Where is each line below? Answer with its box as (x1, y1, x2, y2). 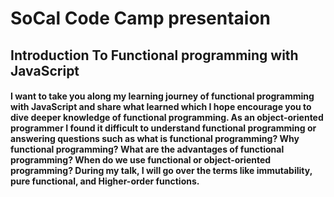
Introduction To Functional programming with (10, 47, 299, 64)
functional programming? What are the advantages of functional (10, 143, 285, 156)
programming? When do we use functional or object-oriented (10, 154, 272, 166)
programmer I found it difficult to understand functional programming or (10, 122, 317, 134)
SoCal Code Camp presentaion (10, 7, 272, 30)
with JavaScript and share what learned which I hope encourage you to (10, 101, 312, 113)
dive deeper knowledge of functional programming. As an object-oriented (10, 112, 324, 124)
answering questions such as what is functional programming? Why (10, 133, 300, 145)
